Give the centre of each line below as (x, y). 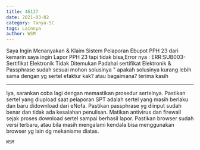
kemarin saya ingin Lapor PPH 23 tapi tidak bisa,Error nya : (78, 57)
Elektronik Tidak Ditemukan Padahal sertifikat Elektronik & (100, 64)
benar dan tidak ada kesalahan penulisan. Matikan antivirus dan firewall (94, 112)
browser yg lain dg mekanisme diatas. (53, 131)
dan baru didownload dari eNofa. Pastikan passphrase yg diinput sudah (94, 106)
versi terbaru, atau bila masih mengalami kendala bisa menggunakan (90, 125)
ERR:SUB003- (169, 57)
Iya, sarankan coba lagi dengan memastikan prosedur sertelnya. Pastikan (96, 93)
